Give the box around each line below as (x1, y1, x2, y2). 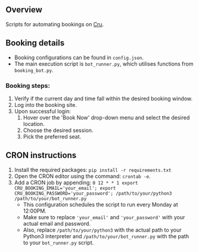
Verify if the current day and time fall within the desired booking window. (14, 95, 193, 102)
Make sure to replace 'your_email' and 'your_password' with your (23, 213, 185, 220)
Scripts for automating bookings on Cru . (5, 20, 104, 27)
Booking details (5, 38, 65, 48)
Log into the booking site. (14, 101, 77, 108)
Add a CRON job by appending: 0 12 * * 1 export (14, 179, 138, 186)
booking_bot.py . (14, 66, 54, 73)
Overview (5, 5, 43, 15)
